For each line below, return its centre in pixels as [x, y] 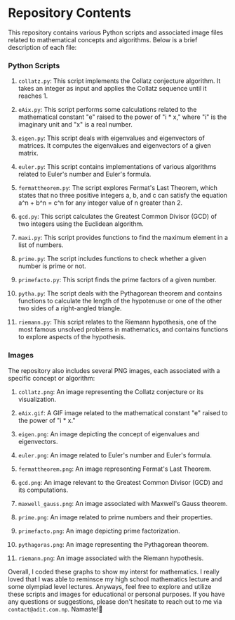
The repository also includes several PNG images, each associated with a [114, 370]
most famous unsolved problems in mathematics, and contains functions [123, 329]
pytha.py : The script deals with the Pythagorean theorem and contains [120, 293]
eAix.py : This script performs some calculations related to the [107, 110]
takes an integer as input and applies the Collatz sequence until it [112, 89]
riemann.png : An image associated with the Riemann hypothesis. [111, 558]
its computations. [43, 490]
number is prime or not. [52, 266]
